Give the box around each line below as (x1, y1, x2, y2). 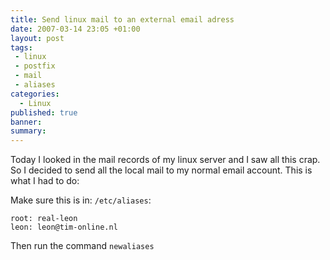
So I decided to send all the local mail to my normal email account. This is (10, 164, 313, 176)
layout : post (10, 33, 65, 43)
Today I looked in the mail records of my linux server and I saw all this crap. (10, 154, 321, 166)
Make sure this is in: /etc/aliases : (10, 194, 152, 206)
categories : (10, 89, 60, 99)
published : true (10, 107, 78, 118)
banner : (10, 117, 43, 127)
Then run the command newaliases (10, 240, 155, 252)
